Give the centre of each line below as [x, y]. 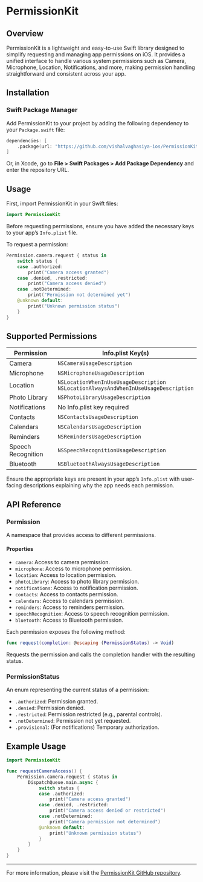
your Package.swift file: [36, 130]
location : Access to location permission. [66, 575]
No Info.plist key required [93, 407]
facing [14, 485]
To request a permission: [37, 244]
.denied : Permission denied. [50, 708]
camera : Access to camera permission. [63, 562]
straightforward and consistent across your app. [66, 74]
